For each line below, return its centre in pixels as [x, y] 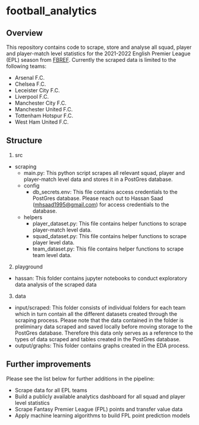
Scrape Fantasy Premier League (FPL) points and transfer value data [99, 409]
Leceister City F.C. [37, 90]
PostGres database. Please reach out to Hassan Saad [98, 198]
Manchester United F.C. [44, 109]
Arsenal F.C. [30, 78]
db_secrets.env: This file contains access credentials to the [105, 192]
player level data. [53, 242]
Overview [25, 33]
